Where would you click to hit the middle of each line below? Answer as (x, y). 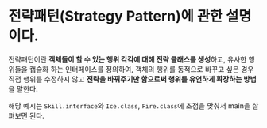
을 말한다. (23, 88)
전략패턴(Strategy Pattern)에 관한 (116, 16)
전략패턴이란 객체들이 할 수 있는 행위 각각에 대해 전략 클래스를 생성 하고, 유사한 (128, 59)
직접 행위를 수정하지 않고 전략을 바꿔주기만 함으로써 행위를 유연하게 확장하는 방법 (132, 79)
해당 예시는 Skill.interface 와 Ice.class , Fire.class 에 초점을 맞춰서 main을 (130, 105)
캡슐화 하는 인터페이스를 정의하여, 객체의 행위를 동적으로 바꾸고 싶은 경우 (141, 69)
